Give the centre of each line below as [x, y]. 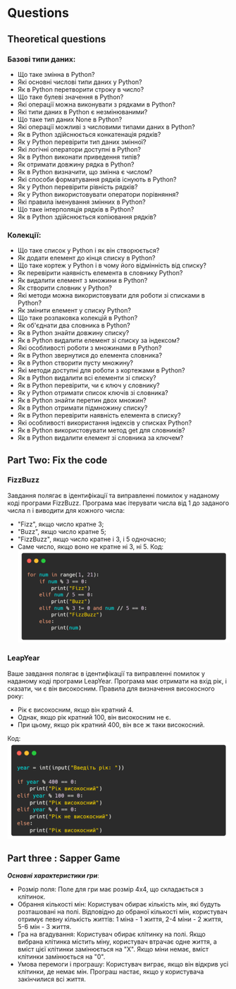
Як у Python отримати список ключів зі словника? [93, 393]
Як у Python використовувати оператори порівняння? [98, 194]
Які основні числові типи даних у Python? [80, 82]
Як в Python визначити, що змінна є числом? [85, 171]
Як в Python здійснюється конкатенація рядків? [89, 134]
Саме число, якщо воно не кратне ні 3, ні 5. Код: [91, 546]
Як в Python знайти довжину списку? [73, 333]
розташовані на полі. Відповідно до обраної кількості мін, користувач [122, 911]
